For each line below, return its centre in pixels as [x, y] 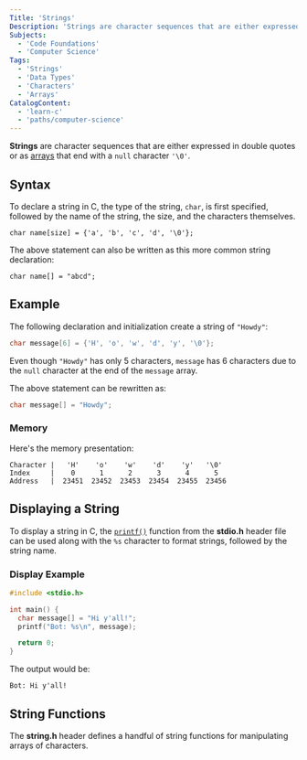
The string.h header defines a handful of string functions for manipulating [149, 735]
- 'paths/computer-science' [71, 120]
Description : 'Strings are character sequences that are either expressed [155, 27]
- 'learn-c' [41, 112]
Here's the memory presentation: [72, 448]
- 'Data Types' [47, 78]
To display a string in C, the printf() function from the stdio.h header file [148, 530]
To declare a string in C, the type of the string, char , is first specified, [139, 206]
